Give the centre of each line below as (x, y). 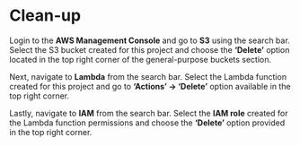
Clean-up (45, 16)
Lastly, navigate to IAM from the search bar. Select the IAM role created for (149, 113)
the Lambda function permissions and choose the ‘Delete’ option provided (147, 123)
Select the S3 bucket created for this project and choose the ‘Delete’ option (150, 49)
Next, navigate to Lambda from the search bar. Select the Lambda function (148, 76)
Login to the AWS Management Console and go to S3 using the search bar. (150, 40)
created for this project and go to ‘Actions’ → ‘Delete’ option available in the (150, 86)
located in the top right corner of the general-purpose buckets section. (141, 59)
